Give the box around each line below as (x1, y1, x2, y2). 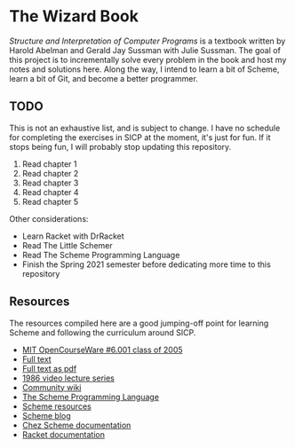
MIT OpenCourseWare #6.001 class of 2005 (21, 344, 184, 355)
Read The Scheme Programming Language (21, 249, 180, 260)
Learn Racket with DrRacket (21, 231, 124, 241)
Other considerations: (9, 213, 89, 224)
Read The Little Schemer (21, 240, 113, 250)
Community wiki (21, 381, 82, 392)
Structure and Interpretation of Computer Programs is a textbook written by (9, 35, 286, 46)
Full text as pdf (21, 363, 77, 373)
